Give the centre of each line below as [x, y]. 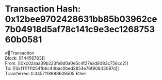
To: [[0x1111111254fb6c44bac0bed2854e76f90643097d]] [62, 68]
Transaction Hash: [43, 9]
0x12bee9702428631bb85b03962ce [81, 19]
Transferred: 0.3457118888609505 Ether [46, 73]
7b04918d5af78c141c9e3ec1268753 [80, 29]
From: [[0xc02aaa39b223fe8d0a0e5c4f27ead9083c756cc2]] [67, 63]
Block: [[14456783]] [25, 58]
